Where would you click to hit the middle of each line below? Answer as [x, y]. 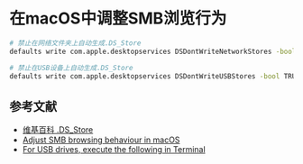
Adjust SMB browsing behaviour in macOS [101, 140]
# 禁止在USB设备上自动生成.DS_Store [71, 68]
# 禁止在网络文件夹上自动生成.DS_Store [75, 43]
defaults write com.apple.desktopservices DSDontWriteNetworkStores [141, 51]
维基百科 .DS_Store [58, 130]
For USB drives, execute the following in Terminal [114, 150]
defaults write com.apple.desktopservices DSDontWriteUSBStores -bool [145, 76]
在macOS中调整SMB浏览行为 [118, 18]
